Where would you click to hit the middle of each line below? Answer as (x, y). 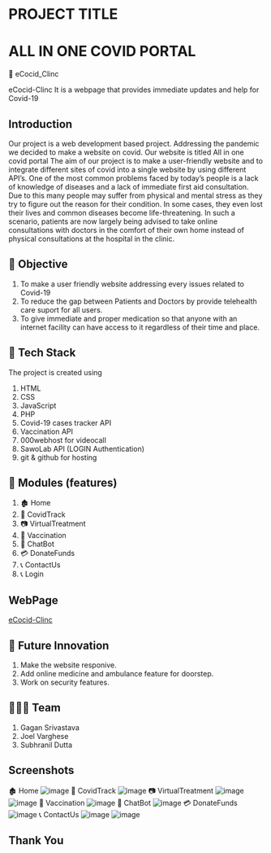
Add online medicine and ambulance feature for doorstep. (117, 674)
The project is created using (56, 372)
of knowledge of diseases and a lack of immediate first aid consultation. (129, 186)
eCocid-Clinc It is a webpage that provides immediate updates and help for (134, 90)
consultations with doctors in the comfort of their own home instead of (127, 230)
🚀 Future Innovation (59, 645)
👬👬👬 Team (34, 708)
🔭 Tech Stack (42, 353)
